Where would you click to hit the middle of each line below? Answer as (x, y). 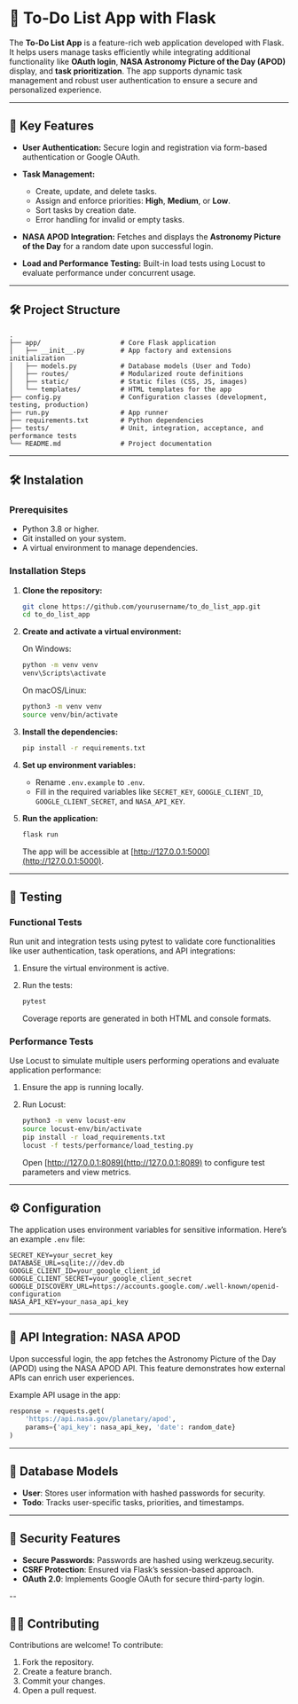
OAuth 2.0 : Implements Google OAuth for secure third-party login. (143, 1579)
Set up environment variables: (79, 765)
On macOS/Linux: (54, 690)
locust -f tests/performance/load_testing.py (107, 1146)
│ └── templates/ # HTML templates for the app (121, 389)
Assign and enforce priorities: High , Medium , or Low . (133, 200)
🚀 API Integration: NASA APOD (95, 1337)
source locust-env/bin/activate (82, 1129)
